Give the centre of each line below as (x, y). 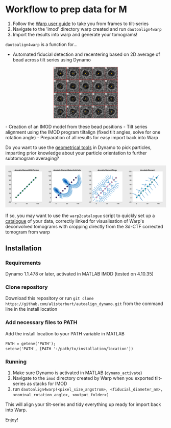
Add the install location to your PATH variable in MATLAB (65, 333)
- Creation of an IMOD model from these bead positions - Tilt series (76, 126)
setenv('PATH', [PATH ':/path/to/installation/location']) (69, 349)
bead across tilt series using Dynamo (52, 59)
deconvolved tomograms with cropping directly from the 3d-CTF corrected (84, 227)
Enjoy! (12, 420)
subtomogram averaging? (32, 158)
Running (16, 361)
